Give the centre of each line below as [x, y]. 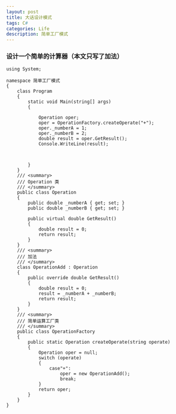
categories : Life [28, 29]
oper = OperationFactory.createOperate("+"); [96, 123]
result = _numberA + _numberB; [77, 294]
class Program [35, 91]
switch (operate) [60, 358]
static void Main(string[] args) [70, 102]
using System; [24, 69]
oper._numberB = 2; [62, 134]
